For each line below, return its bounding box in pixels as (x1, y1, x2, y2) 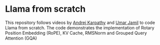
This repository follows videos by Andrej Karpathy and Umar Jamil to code (5, 20, 155, 25)
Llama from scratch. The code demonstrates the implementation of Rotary (5, 24, 155, 30)
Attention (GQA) (5, 35, 37, 41)
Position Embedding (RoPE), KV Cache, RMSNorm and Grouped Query (5, 30, 147, 36)
